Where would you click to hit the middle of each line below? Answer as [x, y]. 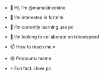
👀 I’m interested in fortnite [37, 17]
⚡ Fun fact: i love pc [30, 68]
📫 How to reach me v [33, 47]
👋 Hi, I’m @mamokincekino [38, 8]
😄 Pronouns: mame [30, 58]
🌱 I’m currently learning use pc [42, 27]
